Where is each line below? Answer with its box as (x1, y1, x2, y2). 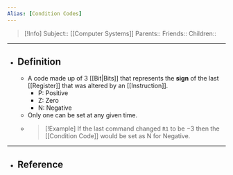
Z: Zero (37, 97, 59, 105)
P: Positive (37, 89, 69, 97)
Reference (17, 158, 64, 170)
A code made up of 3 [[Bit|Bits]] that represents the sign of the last (27, 74, 220, 83)
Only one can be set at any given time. (27, 111, 138, 119)
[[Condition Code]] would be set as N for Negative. (44, 132, 191, 140)
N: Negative (37, 103, 72, 112)
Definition (17, 56, 61, 68)
